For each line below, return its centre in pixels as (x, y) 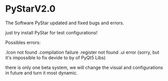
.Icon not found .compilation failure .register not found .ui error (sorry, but (82, 52)
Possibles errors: (23, 42)
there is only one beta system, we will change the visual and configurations (84, 67)
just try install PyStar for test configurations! (51, 32)
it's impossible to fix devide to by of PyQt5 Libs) (55, 57)
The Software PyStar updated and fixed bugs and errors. (65, 23)
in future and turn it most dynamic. (41, 73)
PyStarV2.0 (31, 9)
